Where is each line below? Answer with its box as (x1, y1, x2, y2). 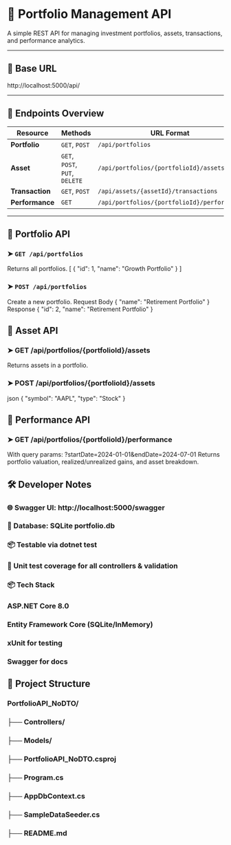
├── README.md (7, 828, 67, 837)
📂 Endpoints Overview (7, 108, 104, 119)
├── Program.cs (7, 773, 64, 782)
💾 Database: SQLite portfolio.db (7, 521, 115, 530)
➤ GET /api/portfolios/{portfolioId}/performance (7, 435, 173, 444)
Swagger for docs (7, 657, 68, 666)
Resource (16, 128, 49, 137)
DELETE (60, 177, 82, 185)
